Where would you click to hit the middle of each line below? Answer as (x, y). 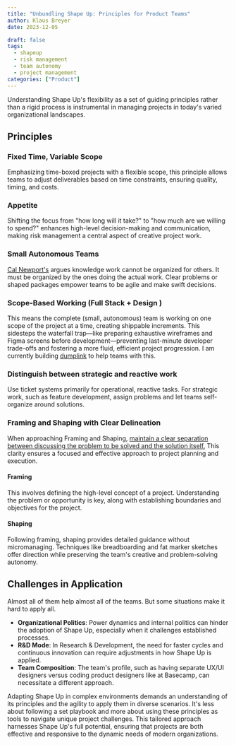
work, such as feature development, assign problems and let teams (105, 397)
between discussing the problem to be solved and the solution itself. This (113, 445)
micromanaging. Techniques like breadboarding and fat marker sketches (113, 547)
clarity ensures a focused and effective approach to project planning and (113, 453)
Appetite (23, 206)
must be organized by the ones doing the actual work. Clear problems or (113, 277)
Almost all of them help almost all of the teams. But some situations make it (116, 601)
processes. (34, 638)
